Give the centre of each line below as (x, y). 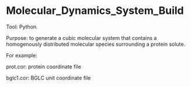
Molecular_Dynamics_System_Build (95, 11)
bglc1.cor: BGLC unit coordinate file (48, 78)
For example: (22, 55)
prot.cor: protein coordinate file (44, 66)
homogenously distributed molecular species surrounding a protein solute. (96, 44)
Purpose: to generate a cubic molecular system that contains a (81, 38)
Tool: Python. (22, 27)
